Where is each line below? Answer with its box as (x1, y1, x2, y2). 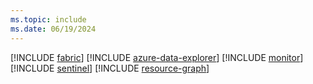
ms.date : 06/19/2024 (10, 24, 97, 34)
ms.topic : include (10, 14, 87, 25)
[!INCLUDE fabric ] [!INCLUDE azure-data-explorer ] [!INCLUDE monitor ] (10, 51, 304, 63)
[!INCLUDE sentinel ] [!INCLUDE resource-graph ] (10, 62, 210, 74)
